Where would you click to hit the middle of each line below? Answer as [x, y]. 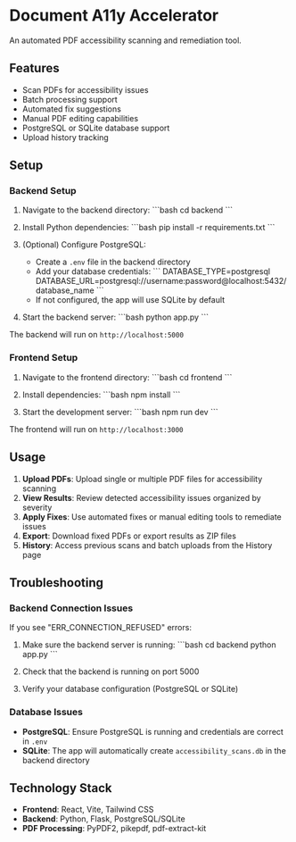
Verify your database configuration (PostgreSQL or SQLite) [130, 689]
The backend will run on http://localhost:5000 [97, 335]
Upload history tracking [65, 137]
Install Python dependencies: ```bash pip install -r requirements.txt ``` [148, 228]
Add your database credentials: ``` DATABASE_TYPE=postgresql [152, 271]
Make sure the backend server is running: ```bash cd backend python [149, 645]
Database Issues [46, 713]
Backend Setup [43, 191]
